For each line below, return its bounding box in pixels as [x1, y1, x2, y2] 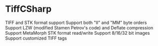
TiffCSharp [5, 3, 52, 15]
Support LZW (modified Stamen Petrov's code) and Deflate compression [5, 24, 154, 30]
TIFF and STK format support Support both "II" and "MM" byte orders [5, 20, 147, 25]
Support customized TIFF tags [5, 35, 67, 41]
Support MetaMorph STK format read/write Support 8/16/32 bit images [5, 30, 150, 36]
